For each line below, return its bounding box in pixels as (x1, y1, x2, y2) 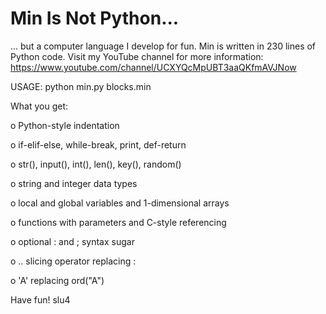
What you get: (10, 100, 69, 112)
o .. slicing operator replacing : (10, 255, 137, 267)
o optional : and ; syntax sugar (10, 235, 135, 247)
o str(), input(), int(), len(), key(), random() (10, 158, 182, 170)
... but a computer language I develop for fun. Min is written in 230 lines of (10, 40, 317, 52)
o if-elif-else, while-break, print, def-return (10, 138, 187, 151)
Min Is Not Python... (10, 7, 180, 30)
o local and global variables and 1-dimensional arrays (10, 197, 230, 209)
